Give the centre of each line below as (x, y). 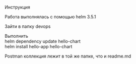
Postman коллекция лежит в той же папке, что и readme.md (68, 56)
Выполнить (16, 36)
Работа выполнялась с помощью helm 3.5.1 (50, 17)
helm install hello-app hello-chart (38, 46)
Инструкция (17, 7)
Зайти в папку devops (28, 26)
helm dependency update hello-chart (43, 41)
